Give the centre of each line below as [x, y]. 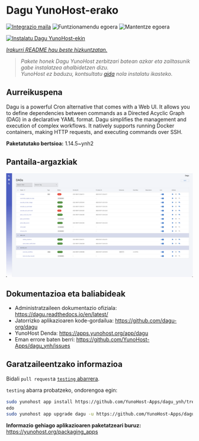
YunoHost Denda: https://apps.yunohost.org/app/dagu [81, 333]
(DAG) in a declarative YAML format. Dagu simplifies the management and [96, 119]
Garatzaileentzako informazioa [64, 364]
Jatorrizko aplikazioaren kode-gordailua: [64, 320]
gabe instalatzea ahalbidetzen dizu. [65, 67]
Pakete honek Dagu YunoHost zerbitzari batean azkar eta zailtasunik [105, 61]
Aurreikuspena [34, 92]
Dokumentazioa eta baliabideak [66, 294]
